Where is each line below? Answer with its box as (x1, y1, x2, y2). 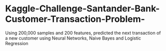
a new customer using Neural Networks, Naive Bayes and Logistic (5, 35, 141, 41)
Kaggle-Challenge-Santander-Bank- (5, 3, 160, 14)
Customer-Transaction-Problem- (5, 13, 145, 25)
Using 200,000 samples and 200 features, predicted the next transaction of (5, 30, 161, 36)
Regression (5, 40, 28, 46)
